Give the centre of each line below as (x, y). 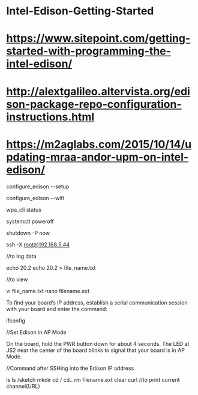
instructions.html (50, 117)
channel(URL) (23, 386)
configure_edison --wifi (35, 198)
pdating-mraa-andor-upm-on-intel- (97, 157)
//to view (17, 279)
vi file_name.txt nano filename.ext (48, 291)
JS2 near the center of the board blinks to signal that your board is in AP (95, 350)
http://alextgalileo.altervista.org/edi (98, 91)
